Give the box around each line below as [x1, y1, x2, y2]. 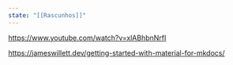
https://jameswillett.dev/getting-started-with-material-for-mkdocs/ [8, 48, 225, 57]
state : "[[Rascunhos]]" [8, 11, 87, 20]
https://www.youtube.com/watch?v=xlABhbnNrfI [8, 33, 167, 42]
